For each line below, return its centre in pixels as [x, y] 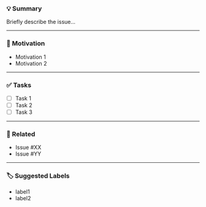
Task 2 [24, 105]
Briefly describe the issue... [41, 22]
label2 [23, 198]
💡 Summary [24, 9]
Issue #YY [28, 154]
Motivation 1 [30, 57]
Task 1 [23, 98]
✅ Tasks [19, 85]
